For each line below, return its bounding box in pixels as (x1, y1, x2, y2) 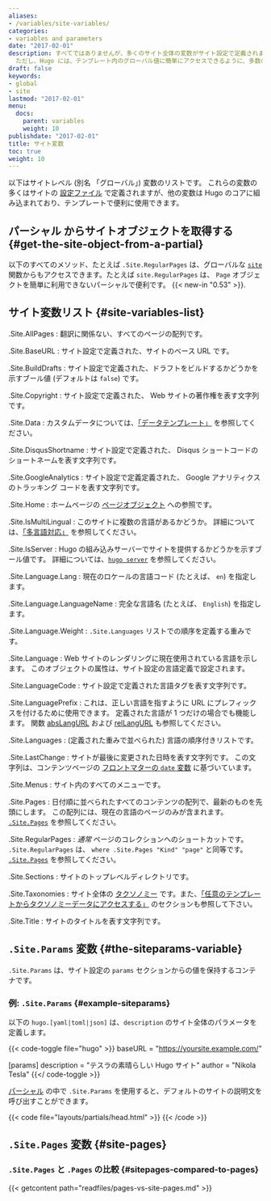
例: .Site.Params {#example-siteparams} (8, 997, 171, 1009)
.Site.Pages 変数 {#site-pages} (8, 1138, 167, 1152)
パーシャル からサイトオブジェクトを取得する (8, 224, 234, 238)
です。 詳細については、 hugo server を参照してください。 (29, 554, 220, 564)
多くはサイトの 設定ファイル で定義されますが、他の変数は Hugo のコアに (8, 188, 254, 198)
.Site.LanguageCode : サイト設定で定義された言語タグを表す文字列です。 (8, 680, 252, 690)
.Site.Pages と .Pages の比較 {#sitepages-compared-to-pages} (8, 1164, 260, 1175)
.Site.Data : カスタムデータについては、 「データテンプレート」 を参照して (8, 417, 249, 427)
